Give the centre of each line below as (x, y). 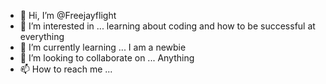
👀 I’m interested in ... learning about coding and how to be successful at (167, 26)
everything (42, 36)
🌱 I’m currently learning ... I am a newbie (103, 47)
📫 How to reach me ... (66, 69)
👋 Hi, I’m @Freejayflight (68, 15)
